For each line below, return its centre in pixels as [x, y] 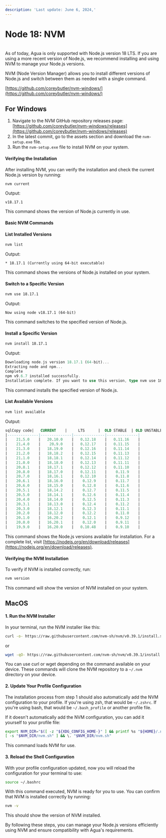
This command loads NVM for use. [41, 745]
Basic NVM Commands [29, 223]
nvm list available [25, 412]
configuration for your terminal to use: [44, 773]
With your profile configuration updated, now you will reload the [70, 768]
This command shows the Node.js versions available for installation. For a [80, 536]
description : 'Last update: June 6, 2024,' [51, 10]
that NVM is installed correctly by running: [48, 797]
